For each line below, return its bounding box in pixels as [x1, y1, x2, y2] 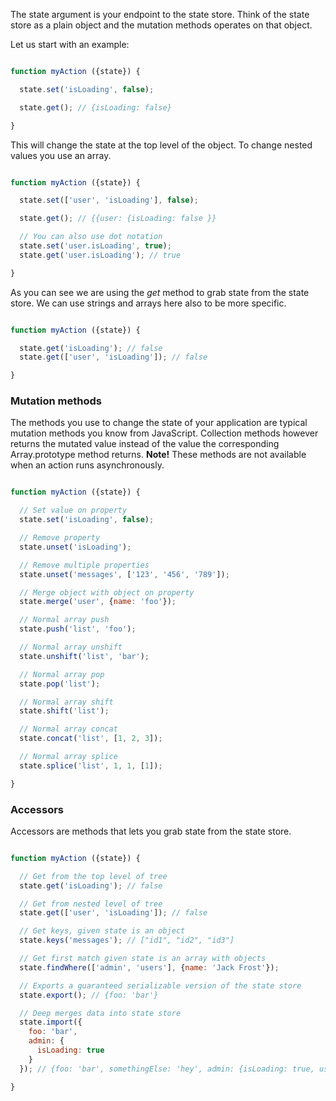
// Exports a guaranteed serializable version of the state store [19, 980, 302, 991]
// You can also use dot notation [19, 232, 163, 242]
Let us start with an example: [10, 39, 130, 50]
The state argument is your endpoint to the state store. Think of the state [10, 9, 310, 20]
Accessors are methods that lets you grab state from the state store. [10, 825, 292, 837]
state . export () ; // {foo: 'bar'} [19, 990, 159, 1000]
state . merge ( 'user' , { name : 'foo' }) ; [19, 597, 177, 607]
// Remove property [19, 533, 101, 543]
